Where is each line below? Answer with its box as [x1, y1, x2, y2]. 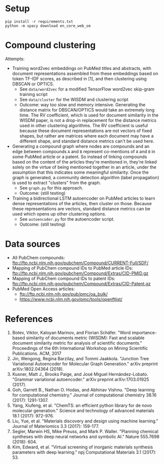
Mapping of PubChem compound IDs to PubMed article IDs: [12, 265, 133, 271]
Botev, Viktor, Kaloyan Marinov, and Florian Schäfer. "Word [12, 329, 131, 335]
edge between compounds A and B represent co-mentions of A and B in [12, 148, 156, 154]
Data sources [5, 238, 60, 250]
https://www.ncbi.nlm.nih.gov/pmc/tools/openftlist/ [19, 296, 122, 302]
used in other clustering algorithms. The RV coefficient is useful [19, 122, 148, 128]
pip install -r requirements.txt [5, 19, 73, 24]
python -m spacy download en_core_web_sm [5, 23, 91, 28]
